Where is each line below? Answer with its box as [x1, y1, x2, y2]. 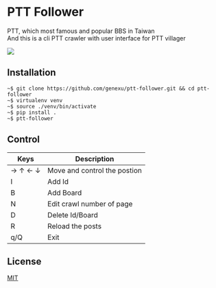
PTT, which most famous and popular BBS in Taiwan [7, 27, 156, 35]
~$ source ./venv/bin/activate [7, 103, 97, 110]
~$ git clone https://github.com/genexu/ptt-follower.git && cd [7, 85, 195, 92]
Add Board [47, 188, 82, 197]
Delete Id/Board [47, 210, 98, 219]
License [7, 255, 42, 267]
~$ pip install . [7, 109, 57, 116]
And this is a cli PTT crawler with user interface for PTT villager [7, 34, 187, 42]
